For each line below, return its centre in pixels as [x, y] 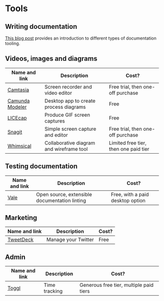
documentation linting [61, 201]
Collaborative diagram [70, 143]
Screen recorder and [68, 87]
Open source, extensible [64, 194]
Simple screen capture [71, 129]
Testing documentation [41, 166]
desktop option [128, 201]
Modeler [17, 107]
